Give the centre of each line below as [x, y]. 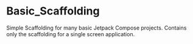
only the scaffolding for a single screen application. [71, 34]
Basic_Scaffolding [53, 11]
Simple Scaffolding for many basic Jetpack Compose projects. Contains [96, 28]
